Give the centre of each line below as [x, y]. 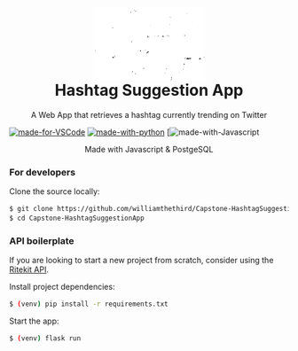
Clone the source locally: [55, 191]
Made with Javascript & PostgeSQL [149, 149]
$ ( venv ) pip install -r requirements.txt [89, 304]
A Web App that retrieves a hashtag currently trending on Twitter [149, 114]
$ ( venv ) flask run [45, 338]
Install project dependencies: [62, 287]
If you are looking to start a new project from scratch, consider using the [141, 261]
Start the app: [34, 321]
